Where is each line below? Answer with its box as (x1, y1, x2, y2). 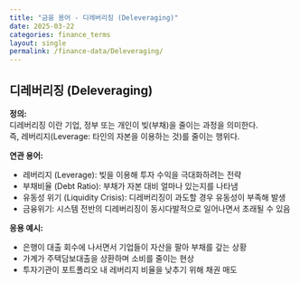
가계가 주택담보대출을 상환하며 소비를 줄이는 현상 (22, 252, 194, 263)
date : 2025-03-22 (9, 22, 75, 31)
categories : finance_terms (9, 30, 111, 39)
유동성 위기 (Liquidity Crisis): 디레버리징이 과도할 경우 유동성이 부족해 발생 (22, 192, 286, 203)
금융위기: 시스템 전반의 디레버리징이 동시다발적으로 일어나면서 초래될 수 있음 (22, 203, 291, 213)
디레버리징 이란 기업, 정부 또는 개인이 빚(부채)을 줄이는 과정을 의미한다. (9, 119, 259, 130)
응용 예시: (9, 222, 43, 233)
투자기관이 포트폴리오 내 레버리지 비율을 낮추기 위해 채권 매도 (22, 264, 238, 275)
